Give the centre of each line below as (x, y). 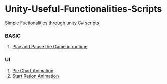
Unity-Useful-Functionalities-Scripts (83, 9)
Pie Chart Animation (33, 70)
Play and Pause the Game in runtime (50, 47)
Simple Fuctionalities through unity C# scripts (52, 23)
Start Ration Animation (35, 76)
